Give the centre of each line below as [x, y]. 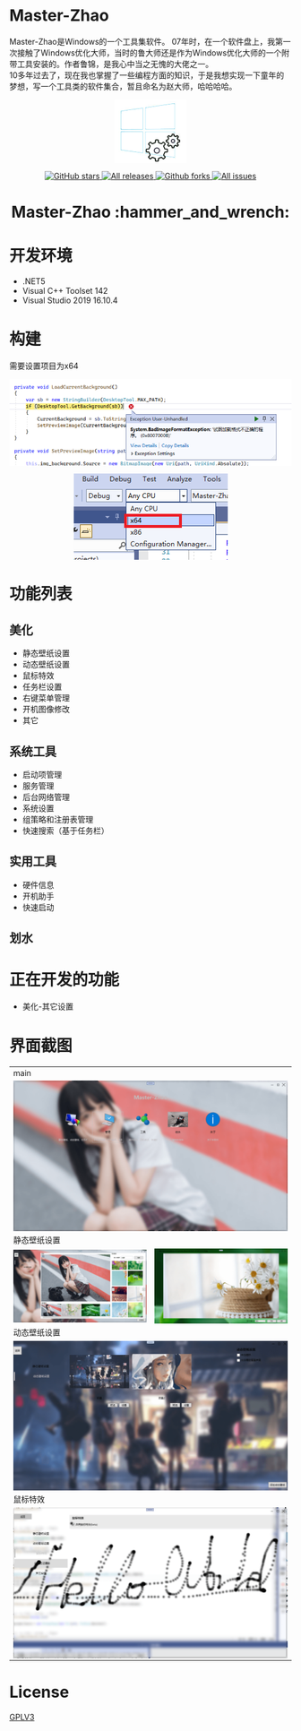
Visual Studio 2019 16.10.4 [70, 300]
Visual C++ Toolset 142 [65, 291]
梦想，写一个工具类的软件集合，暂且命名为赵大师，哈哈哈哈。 [123, 86]
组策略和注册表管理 [58, 820]
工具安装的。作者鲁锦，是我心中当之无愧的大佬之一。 [115, 64]
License [39, 1692]
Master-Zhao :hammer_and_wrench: [150, 212]
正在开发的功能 [64, 980]
